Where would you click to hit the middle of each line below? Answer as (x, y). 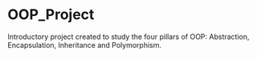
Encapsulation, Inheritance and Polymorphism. (85, 44)
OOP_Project (51, 15)
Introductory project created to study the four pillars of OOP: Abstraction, (128, 37)
